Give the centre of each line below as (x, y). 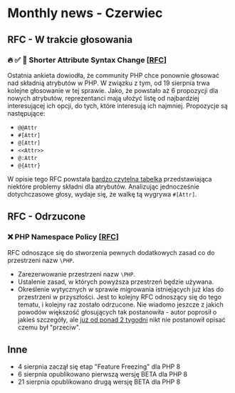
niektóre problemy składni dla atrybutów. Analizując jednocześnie (103, 186)
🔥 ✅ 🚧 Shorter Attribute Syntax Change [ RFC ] (87, 60)
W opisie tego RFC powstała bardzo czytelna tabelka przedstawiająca (110, 179)
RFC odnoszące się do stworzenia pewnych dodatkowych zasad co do (111, 252)
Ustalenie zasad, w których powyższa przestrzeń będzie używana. (116, 282)
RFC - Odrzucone (47, 217)
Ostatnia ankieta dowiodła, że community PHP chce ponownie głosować (113, 75)
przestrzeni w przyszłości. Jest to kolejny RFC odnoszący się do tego (120, 297)
